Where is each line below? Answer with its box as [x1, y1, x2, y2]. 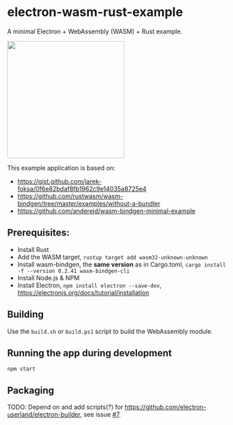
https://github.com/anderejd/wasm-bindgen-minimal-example [17, 207, 196, 215]
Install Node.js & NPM [17, 273, 80, 282]
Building [7, 309, 44, 321]
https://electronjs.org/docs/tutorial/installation [17, 288, 150, 296]
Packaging [7, 384, 54, 396]
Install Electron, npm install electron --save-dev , [17, 281, 162, 289]
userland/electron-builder [7, 410, 81, 419]
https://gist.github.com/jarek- [17, 177, 102, 185]
